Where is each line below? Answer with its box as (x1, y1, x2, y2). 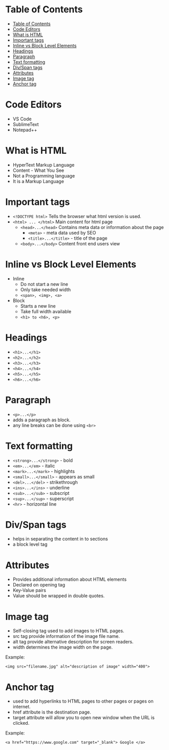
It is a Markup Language (12, 178, 64, 184)
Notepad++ (12, 127, 37, 133)
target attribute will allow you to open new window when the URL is (12, 715, 155, 721)
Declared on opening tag (12, 582, 66, 588)
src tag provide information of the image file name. (12, 633, 120, 639)
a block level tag (12, 541, 48, 547)
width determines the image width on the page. (12, 644, 113, 650)
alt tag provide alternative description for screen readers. (12, 639, 134, 645)
